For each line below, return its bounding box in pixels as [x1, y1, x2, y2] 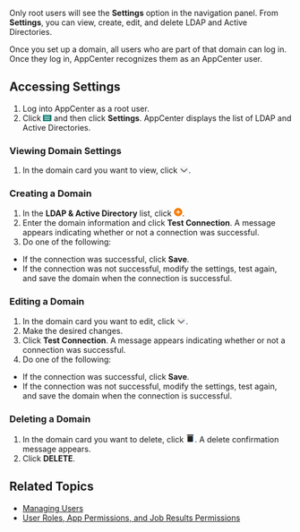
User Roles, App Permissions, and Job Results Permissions [21, 512, 241, 523]
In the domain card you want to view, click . [21, 165, 192, 176]
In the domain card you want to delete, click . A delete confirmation [21, 434, 279, 444]
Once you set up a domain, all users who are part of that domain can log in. [9, 44, 287, 55]
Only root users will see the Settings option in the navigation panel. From [9, 8, 279, 18]
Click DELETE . [21, 453, 76, 464]
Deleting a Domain [9, 412, 91, 425]
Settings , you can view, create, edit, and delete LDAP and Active [9, 17, 248, 28]
